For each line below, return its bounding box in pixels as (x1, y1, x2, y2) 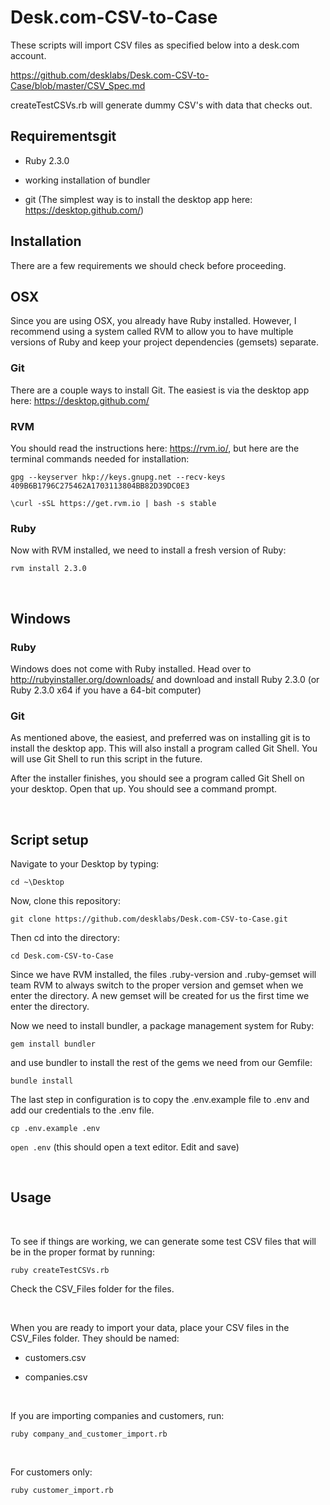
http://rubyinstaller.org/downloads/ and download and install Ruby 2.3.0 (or (10, 673, 320, 685)
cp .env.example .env (10, 1124, 101, 1134)
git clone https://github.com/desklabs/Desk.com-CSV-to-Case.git (10, 914, 288, 925)
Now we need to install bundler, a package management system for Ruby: (10, 1020, 315, 1032)
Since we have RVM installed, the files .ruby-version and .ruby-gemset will (10, 969, 317, 981)
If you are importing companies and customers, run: (10, 1409, 225, 1421)
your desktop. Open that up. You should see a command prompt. (10, 783, 278, 795)
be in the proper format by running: (10, 1246, 155, 1258)
